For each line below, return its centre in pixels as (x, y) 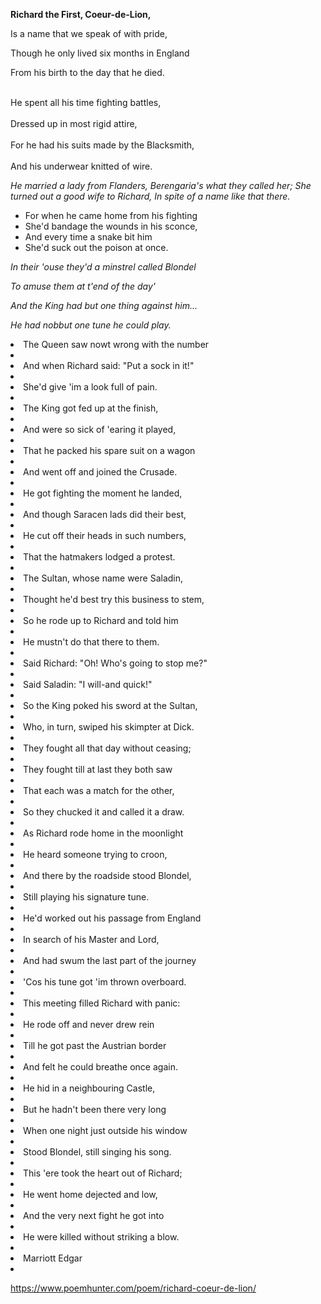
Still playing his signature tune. (86, 897)
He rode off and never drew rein (89, 1024)
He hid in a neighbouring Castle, (89, 1088)
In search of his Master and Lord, (91, 939)
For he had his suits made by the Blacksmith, (102, 145)
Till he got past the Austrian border (95, 1045)
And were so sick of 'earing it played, (100, 429)
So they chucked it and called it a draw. (104, 812)
